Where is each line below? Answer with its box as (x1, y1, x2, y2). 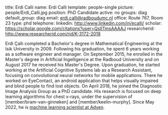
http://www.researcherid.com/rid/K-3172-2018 (5, 31, 101, 36)
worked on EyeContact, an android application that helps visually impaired (5, 77, 159, 83)
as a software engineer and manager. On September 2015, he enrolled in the (5, 51, 163, 57)
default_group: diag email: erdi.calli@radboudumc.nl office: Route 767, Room (5, 15, 163, 20)
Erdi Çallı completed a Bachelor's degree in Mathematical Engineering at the (5, 40, 162, 46)
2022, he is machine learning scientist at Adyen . (5, 104, 105, 110)
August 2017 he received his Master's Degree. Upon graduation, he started (5, 62, 160, 67)
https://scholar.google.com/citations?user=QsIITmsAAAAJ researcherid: (5, 25, 155, 31)
